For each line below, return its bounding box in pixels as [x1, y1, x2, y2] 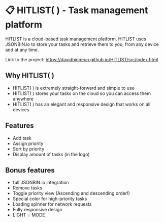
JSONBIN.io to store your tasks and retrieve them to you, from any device [5, 41, 159, 47]
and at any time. [5, 46, 39, 53]
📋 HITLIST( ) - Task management [5, 5, 148, 16]
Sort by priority [12, 145, 45, 152]
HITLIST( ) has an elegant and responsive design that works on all [12, 101, 151, 107]
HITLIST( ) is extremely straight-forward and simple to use [12, 85, 135, 91]
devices [12, 106, 29, 113]
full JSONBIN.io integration [12, 180, 70, 186]
